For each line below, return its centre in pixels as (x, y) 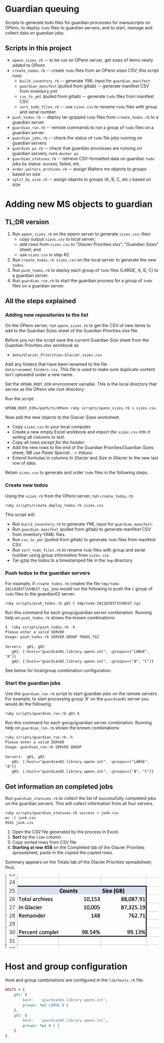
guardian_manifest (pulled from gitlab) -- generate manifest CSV (84, 86)
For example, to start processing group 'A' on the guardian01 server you (77, 699)
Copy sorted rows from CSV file (44, 842)
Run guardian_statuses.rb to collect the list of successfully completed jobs (81, 798)
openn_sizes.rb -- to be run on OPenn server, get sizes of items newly (83, 60)
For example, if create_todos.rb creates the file (53, 584)
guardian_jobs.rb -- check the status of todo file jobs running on (77, 138)
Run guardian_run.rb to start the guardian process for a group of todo (82, 280)
